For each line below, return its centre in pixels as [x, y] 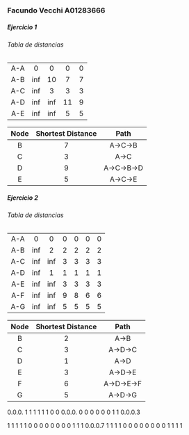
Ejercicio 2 [23, 198]
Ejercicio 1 [22, 27]
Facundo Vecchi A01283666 [56, 10]
